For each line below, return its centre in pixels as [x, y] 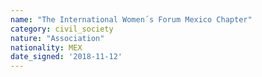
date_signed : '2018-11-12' [66, 57]
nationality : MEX [46, 47]
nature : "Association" [57, 38]
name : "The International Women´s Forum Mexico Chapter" [131, 19]
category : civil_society [62, 29]
